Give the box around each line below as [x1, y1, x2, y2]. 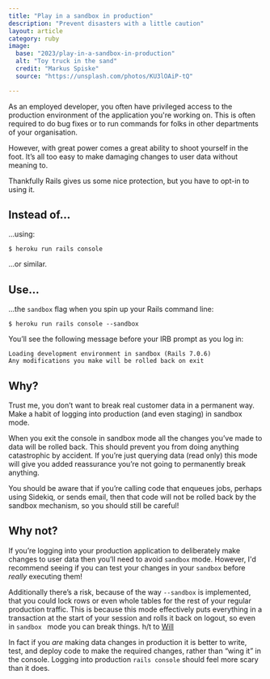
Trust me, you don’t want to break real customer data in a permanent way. [8, 400, 255, 410]
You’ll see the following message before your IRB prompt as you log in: [8, 334, 244, 344]
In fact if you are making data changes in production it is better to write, [8, 637, 247, 647]
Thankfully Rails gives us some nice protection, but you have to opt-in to [8, 176, 250, 186]
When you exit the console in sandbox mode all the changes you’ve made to [8, 433, 263, 443]
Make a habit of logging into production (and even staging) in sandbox [8, 409, 243, 419]
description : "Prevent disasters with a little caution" [8, 19, 205, 28]
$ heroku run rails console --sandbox [8, 320, 139, 328]
